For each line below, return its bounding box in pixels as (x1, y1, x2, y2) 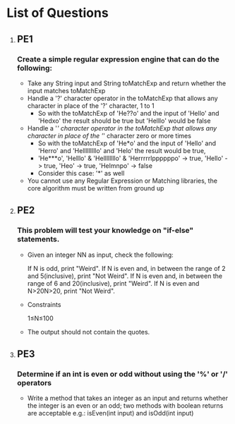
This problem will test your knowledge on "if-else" (16, 226, 194, 236)
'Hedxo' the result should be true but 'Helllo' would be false (37, 116, 211, 125)
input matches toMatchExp (27, 86, 106, 95)
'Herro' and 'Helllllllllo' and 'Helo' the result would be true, (37, 146, 206, 155)
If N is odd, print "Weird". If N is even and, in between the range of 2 (27, 264, 227, 272)
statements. (16, 234, 60, 244)
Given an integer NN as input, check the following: (27, 250, 174, 259)
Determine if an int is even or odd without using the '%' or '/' (16, 369, 229, 379)
